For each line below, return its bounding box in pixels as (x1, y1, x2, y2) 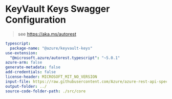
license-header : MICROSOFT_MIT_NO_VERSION (5, 74, 97, 80)
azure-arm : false (5, 60, 42, 65)
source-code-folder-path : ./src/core (5, 88, 86, 94)
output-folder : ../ (5, 84, 47, 89)
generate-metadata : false (5, 65, 60, 70)
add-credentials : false (5, 70, 56, 75)
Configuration (5, 14, 67, 26)
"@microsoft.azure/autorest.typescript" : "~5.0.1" (10, 55, 120, 61)
